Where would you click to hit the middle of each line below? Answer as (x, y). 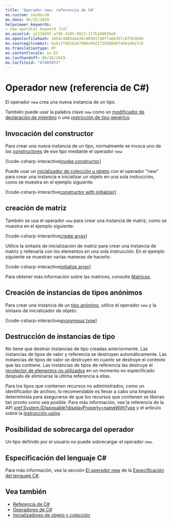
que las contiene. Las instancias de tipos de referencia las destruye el (79, 365)
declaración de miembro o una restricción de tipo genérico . (68, 117)
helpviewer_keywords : (28, 24)
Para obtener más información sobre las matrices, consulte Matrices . (78, 276)
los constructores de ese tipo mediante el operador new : (64, 151)
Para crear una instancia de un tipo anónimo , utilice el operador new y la (81, 305)
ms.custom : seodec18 (27, 15)
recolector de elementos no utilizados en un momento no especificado (80, 371)
